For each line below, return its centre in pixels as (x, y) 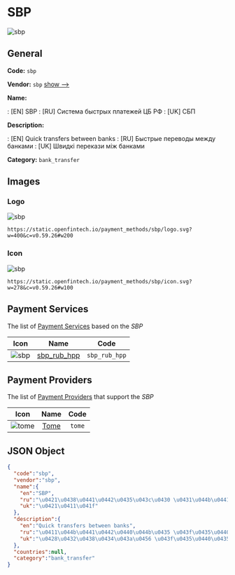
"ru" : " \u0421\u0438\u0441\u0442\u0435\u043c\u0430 (95, 500)
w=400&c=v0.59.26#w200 (40, 236)
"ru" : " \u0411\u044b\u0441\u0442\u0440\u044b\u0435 (95, 532)
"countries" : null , (41, 552)
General (25, 54)
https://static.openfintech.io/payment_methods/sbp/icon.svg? (100, 281)
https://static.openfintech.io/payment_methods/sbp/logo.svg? (100, 230)
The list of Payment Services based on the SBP (75, 326)
